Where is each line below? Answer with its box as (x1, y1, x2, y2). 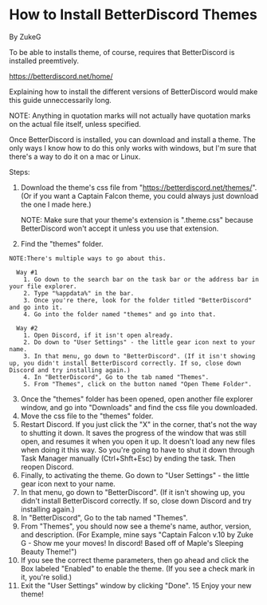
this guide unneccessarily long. (9, 95, 112, 105)
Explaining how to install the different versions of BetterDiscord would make (9, 86, 258, 97)
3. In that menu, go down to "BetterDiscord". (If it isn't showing (23, 352, 256, 360)
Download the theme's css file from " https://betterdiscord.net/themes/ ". (20, 182, 257, 192)
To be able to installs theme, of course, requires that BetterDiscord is (9, 47, 235, 57)
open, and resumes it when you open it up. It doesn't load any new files (20, 437, 256, 446)
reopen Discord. (20, 461, 74, 472)
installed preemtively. (9, 56, 79, 65)
